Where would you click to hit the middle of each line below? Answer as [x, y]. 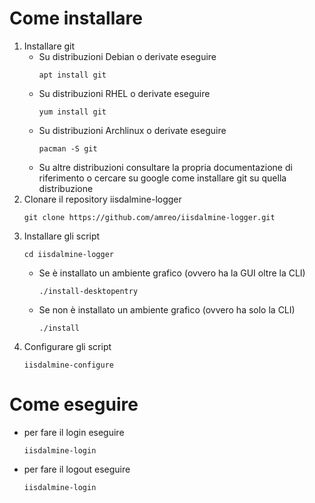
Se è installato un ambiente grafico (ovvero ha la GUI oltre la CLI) [172, 273]
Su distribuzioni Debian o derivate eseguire [127, 56]
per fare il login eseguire [74, 432]
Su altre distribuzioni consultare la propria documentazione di [165, 167]
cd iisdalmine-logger [68, 254]
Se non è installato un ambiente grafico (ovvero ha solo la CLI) [167, 309]
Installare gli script [62, 236]
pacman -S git [68, 148]
